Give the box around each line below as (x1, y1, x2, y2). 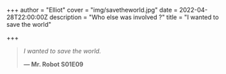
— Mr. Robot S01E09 (23, 60, 84, 68)
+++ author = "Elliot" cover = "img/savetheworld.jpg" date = (6, 6, 178, 14)
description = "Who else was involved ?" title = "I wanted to (49, 13, 219, 21)
